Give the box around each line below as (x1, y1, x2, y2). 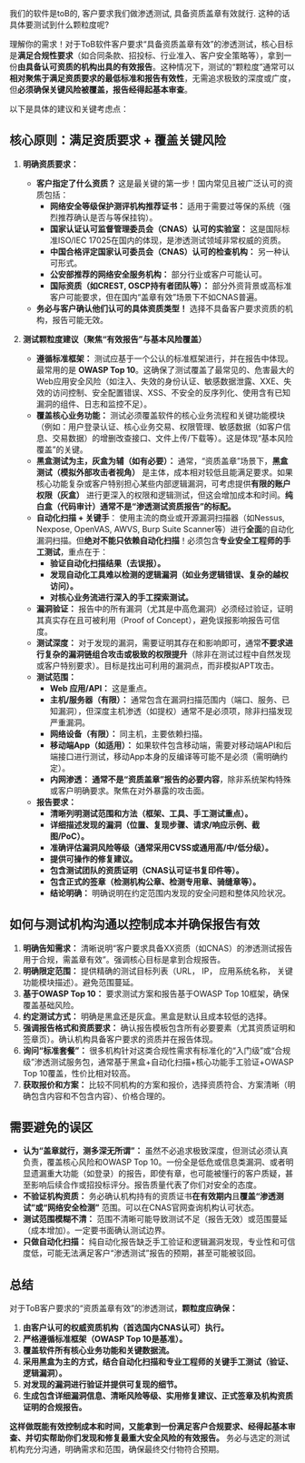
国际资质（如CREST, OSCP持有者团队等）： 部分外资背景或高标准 (49, 280, 292, 291)
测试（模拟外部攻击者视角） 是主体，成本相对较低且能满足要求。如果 (35, 467, 293, 478)
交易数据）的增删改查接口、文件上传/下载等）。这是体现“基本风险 (52, 432, 293, 443)
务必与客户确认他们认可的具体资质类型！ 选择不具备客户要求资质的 (35, 303, 286, 314)
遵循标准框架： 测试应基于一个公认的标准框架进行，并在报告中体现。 (35, 353, 293, 364)
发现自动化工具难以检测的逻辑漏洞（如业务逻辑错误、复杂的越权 (49, 569, 289, 580)
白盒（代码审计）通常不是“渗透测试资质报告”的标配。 (35, 500, 236, 511)
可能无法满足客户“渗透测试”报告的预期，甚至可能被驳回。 (46, 1247, 261, 1258)
